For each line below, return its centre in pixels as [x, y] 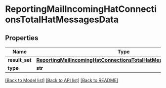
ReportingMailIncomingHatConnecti [81, 9]
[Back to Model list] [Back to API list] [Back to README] [62, 80]
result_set [20, 60]
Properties [22, 38]
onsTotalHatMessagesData [62, 20]
